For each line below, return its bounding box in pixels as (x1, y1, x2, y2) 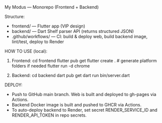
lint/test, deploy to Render (11, 39, 64, 45)
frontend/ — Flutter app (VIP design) (11, 23, 86, 29)
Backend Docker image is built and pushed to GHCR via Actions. (11, 102, 142, 107)
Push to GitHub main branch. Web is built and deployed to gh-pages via (11, 92, 157, 97)
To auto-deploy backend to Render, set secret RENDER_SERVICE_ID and (11, 107, 158, 113)
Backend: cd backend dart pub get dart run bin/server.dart (11, 73, 130, 78)
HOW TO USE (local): (4, 49, 47, 54)
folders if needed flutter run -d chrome (11, 63, 90, 69)
